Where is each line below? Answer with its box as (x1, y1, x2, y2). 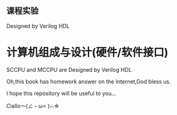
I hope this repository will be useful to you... (6, 89, 117, 97)
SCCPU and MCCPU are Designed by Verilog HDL (6, 66, 132, 73)
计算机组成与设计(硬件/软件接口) (6, 46, 168, 59)
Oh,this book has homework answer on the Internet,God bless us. (6, 78, 171, 85)
